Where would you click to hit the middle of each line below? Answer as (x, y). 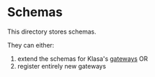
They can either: (31, 45)
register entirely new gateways (61, 66)
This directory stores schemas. (52, 31)
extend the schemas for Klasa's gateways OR (82, 58)
